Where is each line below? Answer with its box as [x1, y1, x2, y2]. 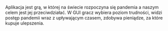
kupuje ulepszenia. [5, 20, 44, 26]
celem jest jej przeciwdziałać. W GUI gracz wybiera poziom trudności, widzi [5, 9, 162, 15]
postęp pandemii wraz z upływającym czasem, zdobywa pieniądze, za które [5, 15, 163, 20]
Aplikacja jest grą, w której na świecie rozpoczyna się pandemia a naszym [5, 4, 159, 10]
